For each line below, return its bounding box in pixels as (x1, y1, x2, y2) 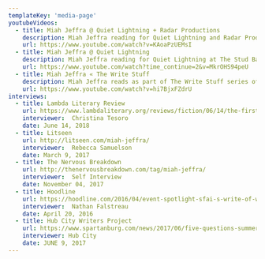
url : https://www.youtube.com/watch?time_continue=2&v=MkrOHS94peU (22, 63, 248, 71)
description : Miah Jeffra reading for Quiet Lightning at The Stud (22, 56, 248, 64)
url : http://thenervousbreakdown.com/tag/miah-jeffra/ (22, 166, 207, 174)
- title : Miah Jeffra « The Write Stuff (15, 70, 150, 78)
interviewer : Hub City (22, 232, 97, 240)
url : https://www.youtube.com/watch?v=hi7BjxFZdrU (22, 84, 192, 93)
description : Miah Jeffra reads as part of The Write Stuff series (22, 77, 248, 85)
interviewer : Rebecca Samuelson (22, 144, 132, 152)
